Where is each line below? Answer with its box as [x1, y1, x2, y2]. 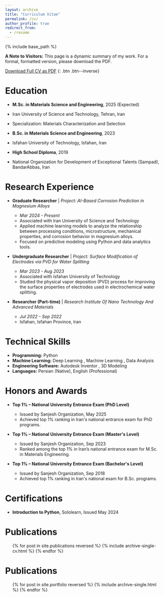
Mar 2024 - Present [19, 212, 60, 218]
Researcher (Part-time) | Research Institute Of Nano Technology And [12, 299, 154, 305]
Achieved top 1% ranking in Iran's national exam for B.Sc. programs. [19, 475, 157, 481]
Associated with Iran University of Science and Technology [19, 217, 139, 223]
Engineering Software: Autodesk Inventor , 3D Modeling [12, 363, 127, 369]
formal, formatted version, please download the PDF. [5, 59, 112, 64]
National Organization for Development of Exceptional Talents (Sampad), [12, 159, 160, 165]
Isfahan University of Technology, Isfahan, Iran [12, 140, 107, 145]
